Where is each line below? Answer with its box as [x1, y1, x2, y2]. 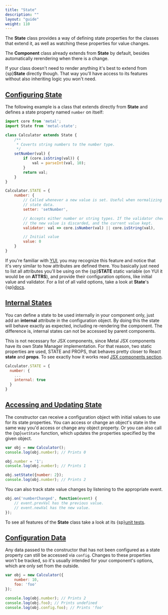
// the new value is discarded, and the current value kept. [23, 220, 153, 226]
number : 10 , [14, 577, 39, 582]
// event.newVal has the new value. [14, 505, 91, 510]
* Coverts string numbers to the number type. [16, 142, 115, 147]
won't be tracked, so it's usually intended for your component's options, [5, 558, 153, 564]
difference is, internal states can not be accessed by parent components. [5, 328, 156, 334]
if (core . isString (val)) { [23, 156, 79, 161]
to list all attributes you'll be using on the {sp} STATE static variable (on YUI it [5, 268, 163, 274]
